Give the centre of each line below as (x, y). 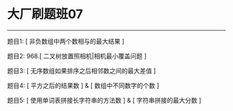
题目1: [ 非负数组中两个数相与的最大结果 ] (66, 41)
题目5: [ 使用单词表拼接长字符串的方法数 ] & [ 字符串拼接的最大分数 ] (104, 100)
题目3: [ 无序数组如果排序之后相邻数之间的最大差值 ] (81, 71)
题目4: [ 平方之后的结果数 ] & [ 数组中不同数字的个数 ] (83, 85)
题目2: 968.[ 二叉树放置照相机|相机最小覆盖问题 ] (77, 55)
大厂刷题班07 (45, 14)
